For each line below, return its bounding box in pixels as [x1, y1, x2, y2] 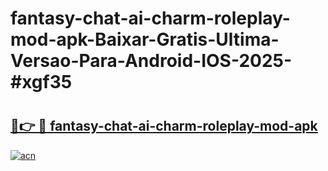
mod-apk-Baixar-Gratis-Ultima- [10, 28, 280, 51]
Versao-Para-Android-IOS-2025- [10, 50, 293, 72]
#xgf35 [10, 71, 73, 94]
